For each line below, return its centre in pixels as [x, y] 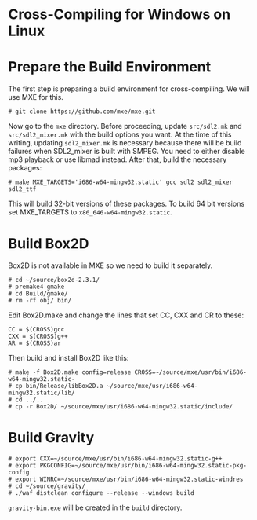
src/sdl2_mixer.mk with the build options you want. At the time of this [120, 134]
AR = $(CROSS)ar [34, 343]
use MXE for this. [36, 97]
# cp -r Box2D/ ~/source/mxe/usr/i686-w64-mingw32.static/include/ [121, 407]
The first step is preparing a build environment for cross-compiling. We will [129, 89]
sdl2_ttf [22, 189]
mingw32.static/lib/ [42, 393]
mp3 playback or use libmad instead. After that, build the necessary [118, 159]
